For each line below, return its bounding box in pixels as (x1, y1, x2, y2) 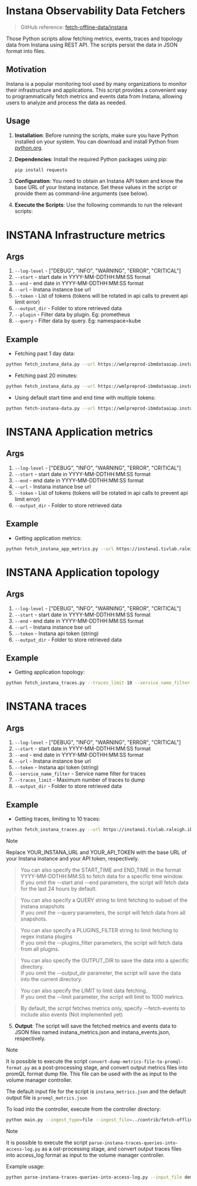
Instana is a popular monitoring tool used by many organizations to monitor (6, 80, 187, 87)
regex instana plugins (20, 933, 73, 940)
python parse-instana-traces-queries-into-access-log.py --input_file (6, 1174, 182, 1180)
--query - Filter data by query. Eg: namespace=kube (14, 317, 141, 324)
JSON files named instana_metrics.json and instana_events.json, (14, 1028, 171, 1035)
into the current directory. (20, 975, 83, 982)
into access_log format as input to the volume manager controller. (6, 1151, 165, 1158)
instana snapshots (20, 902, 65, 910)
